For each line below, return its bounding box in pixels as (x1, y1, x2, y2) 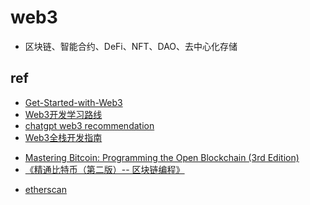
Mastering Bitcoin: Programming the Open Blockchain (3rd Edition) (24, 151, 300, 163)
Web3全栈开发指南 (24, 131, 103, 143)
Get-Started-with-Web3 (24, 96, 123, 108)
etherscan (24, 183, 67, 195)
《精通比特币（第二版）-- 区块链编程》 (24, 163, 185, 175)
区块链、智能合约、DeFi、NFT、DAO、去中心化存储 (24, 40, 238, 52)
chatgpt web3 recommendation (24, 119, 155, 131)
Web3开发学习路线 (24, 108, 103, 120)
